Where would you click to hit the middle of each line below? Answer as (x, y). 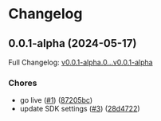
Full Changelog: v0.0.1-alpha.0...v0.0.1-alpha (80, 62)
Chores (23, 83)
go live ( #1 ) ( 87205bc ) (56, 100)
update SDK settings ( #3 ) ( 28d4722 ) (80, 109)
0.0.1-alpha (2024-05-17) (73, 43)
